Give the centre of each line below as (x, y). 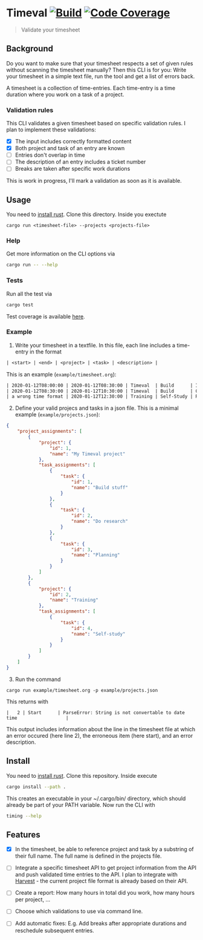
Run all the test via (29, 294)
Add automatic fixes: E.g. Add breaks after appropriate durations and (101, 924)
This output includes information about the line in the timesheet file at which (101, 729)
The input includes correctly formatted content (73, 142)
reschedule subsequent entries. (55, 930)
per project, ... (32, 899)
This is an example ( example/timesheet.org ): (61, 374)
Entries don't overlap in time (50, 155)
